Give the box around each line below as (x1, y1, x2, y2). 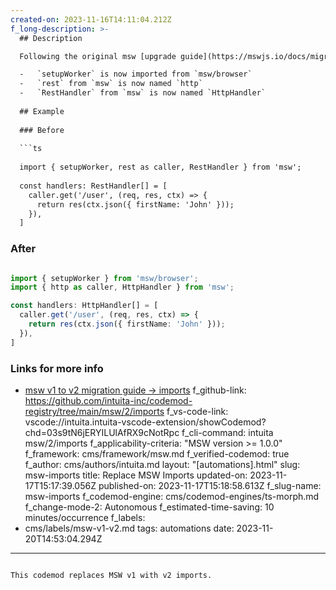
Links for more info (10, 361, 104, 375)
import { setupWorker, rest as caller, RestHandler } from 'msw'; (19, 162, 302, 173)
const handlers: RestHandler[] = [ (19, 181, 168, 191)
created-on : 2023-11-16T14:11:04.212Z (10, 14, 172, 25)
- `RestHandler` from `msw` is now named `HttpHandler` (19, 88, 267, 98)
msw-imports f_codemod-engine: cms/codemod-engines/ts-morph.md (24, 490, 320, 502)
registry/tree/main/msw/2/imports (24, 405, 165, 417)
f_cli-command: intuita (181, 426, 274, 438)
